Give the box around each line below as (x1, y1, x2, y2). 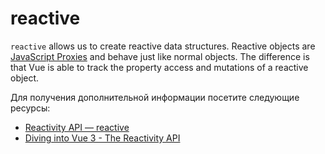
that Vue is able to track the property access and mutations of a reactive (10, 61, 309, 73)
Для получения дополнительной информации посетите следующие (10, 91, 300, 103)
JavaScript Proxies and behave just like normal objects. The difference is (10, 50, 310, 62)
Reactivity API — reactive (24, 121, 130, 133)
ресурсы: (10, 102, 51, 114)
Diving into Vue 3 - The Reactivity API (24, 132, 181, 144)
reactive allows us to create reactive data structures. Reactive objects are (10, 40, 316, 52)
